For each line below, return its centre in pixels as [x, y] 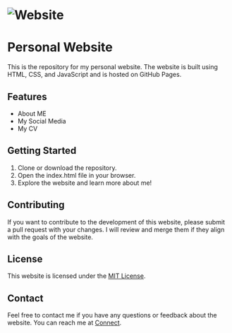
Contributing [36, 205]
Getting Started [42, 151]
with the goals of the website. [50, 237]
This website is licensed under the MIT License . [77, 276]
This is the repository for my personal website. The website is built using [113, 67]
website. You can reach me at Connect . [65, 323]
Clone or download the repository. [67, 168]
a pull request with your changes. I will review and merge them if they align [116, 229]
